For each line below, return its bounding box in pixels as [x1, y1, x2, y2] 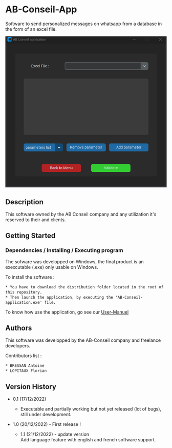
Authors [5, 324, 32, 333]
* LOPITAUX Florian [5, 368, 47, 374]
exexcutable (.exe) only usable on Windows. [5, 264, 98, 270]
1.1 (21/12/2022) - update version [20, 431, 90, 437]
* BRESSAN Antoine [5, 363, 45, 368]
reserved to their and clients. [5, 217, 66, 223]
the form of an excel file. [5, 26, 57, 32]
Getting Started [5, 231, 56, 240]
